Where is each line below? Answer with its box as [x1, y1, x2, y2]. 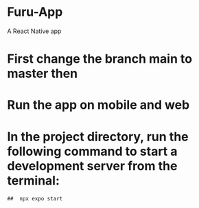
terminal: [7, 173, 60, 188]
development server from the [7, 158, 178, 174]
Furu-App [7, 4, 63, 20]
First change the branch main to [7, 51, 193, 67]
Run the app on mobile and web [7, 97, 190, 113]
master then [7, 66, 78, 81]
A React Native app [7, 27, 62, 35]
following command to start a [7, 143, 178, 159]
